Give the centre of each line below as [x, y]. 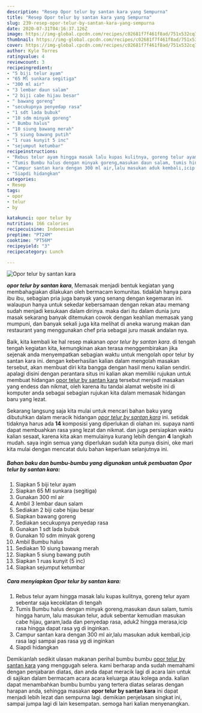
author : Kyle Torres [33, 51]
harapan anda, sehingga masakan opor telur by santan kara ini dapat [93, 691]
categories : [22, 180]
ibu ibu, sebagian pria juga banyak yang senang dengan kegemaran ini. [95, 299]
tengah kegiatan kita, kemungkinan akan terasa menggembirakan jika [92, 348]
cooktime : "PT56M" [30, 240]
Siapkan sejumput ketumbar [50, 568]
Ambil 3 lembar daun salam [49, 504]
